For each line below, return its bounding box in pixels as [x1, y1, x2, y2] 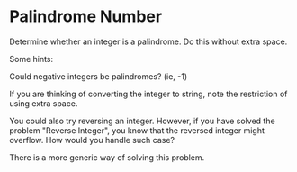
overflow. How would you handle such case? [9, 134, 175, 145]
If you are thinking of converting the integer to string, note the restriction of [9, 88, 288, 99]
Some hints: [9, 53, 54, 64]
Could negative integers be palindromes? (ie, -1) [9, 70, 188, 82]
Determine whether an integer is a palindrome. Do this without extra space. [9, 36, 288, 47]
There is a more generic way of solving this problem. [9, 151, 205, 163]
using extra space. [9, 97, 78, 109]
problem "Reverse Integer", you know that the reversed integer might [9, 124, 265, 136]
